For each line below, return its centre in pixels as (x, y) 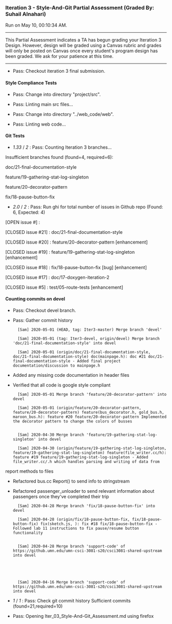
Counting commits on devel (35, 299)
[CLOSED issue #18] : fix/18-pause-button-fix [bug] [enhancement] (76, 267)
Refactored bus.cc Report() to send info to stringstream (71, 481)
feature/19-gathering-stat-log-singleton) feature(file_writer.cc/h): (90, 453)
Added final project (99, 361)
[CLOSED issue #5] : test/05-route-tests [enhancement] (64, 287)
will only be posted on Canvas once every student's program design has (82, 51)
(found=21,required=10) (38, 606)
